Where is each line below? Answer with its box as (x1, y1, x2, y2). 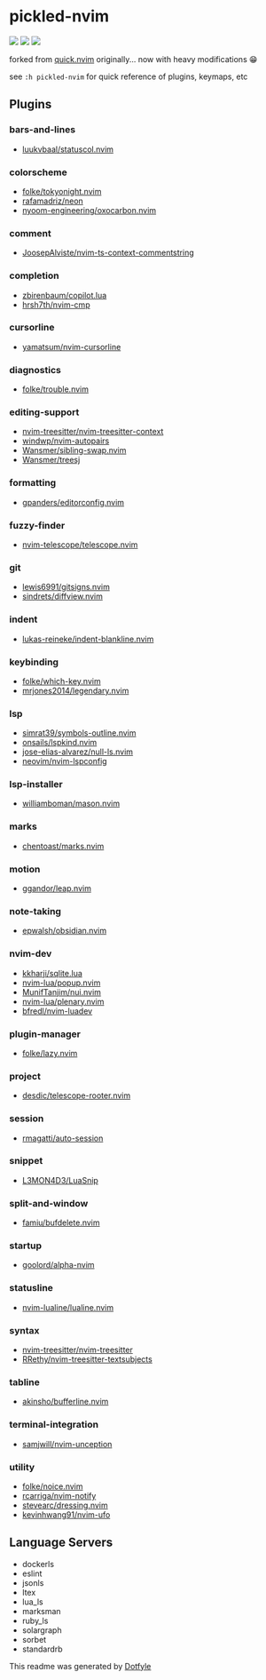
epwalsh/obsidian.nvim (21, 926, 107, 936)
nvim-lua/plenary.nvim (21, 996, 105, 1007)
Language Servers (9, 1535, 113, 1550)
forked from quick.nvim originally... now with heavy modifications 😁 (9, 53, 258, 64)
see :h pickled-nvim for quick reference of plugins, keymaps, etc (9, 71, 248, 82)
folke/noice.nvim (21, 1481, 83, 1492)
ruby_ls (21, 1615, 49, 1626)
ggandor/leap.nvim (21, 883, 91, 894)
